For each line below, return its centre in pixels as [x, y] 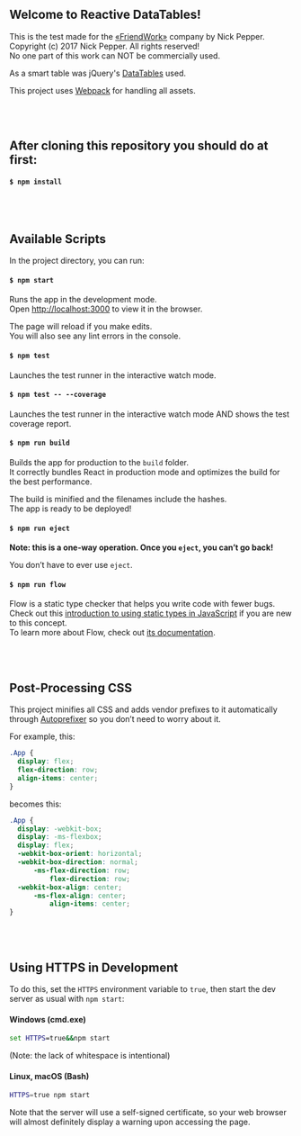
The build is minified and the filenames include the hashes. [118, 500]
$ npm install [36, 182]
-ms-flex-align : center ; [80, 896]
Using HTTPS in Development [94, 967]
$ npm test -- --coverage [58, 395]
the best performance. [51, 482]
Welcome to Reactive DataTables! [105, 15]
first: [23, 160]
